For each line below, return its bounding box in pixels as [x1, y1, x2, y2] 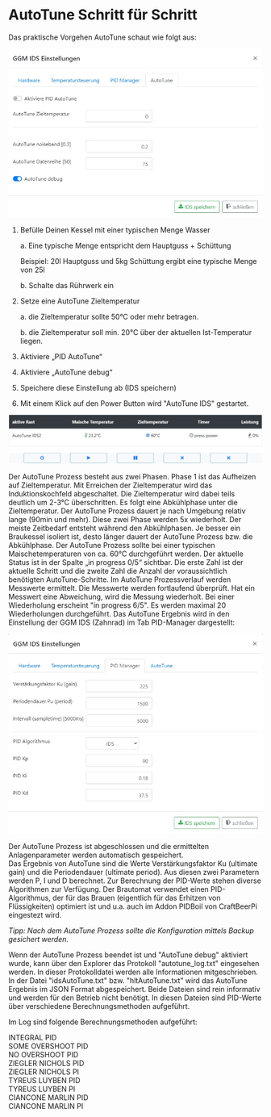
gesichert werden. [8, 935, 69, 944]
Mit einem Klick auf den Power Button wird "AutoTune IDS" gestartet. [19, 399, 249, 408]
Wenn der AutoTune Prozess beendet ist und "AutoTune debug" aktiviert [8, 950, 248, 960]
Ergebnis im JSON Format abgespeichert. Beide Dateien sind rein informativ [8, 985, 261, 994]
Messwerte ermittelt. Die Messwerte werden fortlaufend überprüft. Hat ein [8, 584, 256, 593]
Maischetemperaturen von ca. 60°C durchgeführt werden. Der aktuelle [8, 549, 244, 558]
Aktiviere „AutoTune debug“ [19, 367, 113, 377]
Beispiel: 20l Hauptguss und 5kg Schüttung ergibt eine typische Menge [19, 257, 257, 266]
